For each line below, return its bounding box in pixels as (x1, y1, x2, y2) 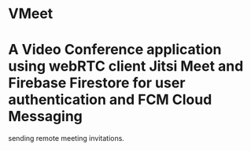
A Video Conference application (8, 41, 222, 59)
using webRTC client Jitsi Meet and (8, 57, 244, 75)
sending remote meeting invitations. (8, 134, 124, 143)
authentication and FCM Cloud (8, 91, 212, 109)
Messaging (8, 108, 83, 126)
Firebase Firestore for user (8, 74, 186, 92)
